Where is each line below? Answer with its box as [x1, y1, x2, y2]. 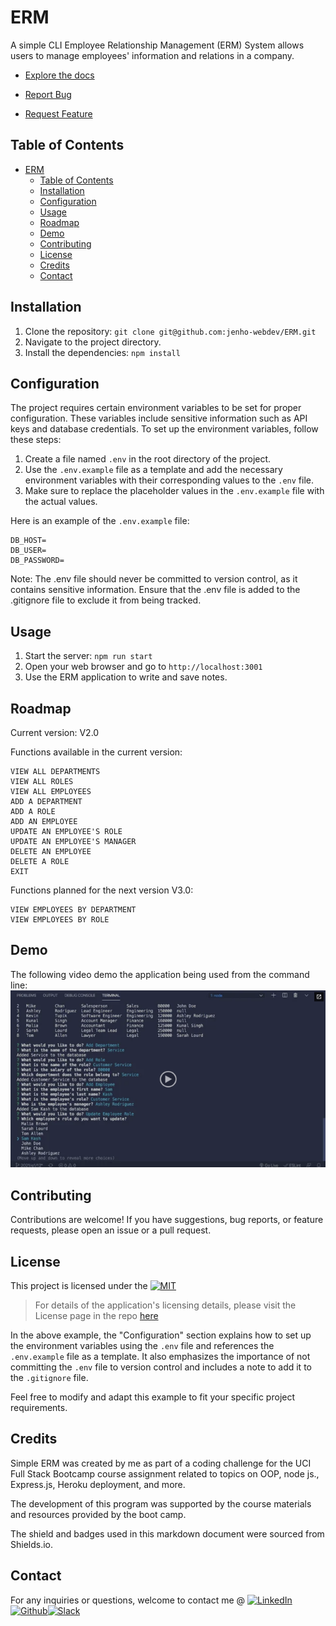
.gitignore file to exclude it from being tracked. [10, 594, 202, 606]
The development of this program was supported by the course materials [10, 1497, 312, 1510]
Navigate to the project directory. [24, 336, 162, 348]
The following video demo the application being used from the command [10, 968, 310, 980]
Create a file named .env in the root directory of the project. [24, 453, 272, 465]
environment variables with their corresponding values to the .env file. [24, 474, 315, 486]
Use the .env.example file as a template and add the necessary [24, 464, 283, 476]
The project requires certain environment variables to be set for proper [10, 402, 302, 414]
